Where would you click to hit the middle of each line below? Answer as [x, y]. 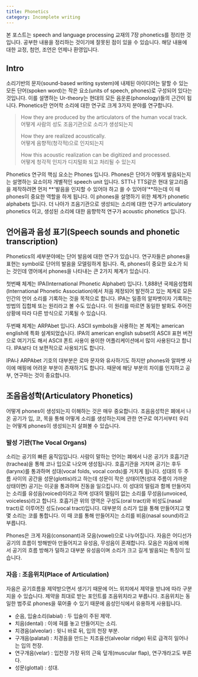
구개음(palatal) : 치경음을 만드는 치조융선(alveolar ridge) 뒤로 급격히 [94, 638]
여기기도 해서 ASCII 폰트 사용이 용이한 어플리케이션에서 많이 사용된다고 [99, 341]
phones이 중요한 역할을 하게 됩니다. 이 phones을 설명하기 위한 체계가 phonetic [98, 197]
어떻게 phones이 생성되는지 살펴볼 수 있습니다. [66, 425]
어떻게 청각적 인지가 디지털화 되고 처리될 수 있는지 [78, 162]
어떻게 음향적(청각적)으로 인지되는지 [62, 143]
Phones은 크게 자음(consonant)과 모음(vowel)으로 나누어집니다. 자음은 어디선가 [99, 536]
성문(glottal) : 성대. [37, 668]
